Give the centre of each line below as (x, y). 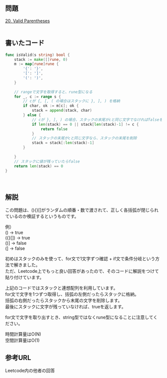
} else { (32, 115)
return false (54, 129)
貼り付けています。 (25, 277)
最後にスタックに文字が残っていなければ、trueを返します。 (66, 307)
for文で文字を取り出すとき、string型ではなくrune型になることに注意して (79, 317)
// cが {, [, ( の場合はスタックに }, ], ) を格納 (72, 101)
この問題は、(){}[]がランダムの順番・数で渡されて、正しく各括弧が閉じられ (82, 210)
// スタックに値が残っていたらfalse (47, 161)
